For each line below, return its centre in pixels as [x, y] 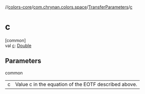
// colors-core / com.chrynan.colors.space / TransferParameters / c [69, 7]
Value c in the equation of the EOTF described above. [76, 84]
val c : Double [18, 46]
